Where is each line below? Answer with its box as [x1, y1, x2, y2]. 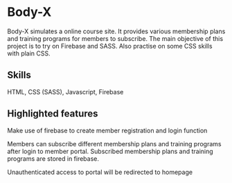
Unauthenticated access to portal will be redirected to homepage [7, 168, 193, 176]
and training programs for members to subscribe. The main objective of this [7, 34, 224, 42]
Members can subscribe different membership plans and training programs [7, 139, 222, 148]
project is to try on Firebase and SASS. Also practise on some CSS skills [7, 42, 213, 50]
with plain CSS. [7, 49, 51, 58]
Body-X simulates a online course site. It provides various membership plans [7, 27, 226, 35]
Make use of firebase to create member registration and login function [7, 126, 208, 134]
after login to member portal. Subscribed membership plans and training [7, 147, 213, 155]
